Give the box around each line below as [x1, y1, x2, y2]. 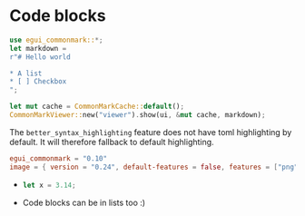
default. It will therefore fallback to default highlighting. [9, 136, 215, 147]
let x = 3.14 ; [22, 181, 76, 190]
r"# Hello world [9, 52, 71, 62]
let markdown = [9, 44, 67, 53]
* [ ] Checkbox [9, 77, 67, 86]
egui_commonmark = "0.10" [9, 153, 107, 163]
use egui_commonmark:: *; [9, 35, 103, 44]
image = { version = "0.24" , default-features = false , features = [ [9, 162, 279, 172]
